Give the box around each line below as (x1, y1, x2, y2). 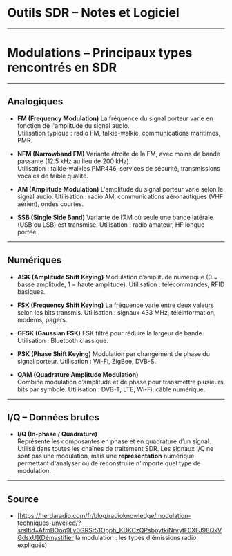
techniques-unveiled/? (17, 519, 81, 527)
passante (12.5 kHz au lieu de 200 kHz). (17, 157, 131, 165)
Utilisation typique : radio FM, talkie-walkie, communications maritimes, (17, 129, 221, 137)
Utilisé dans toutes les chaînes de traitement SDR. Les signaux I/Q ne (17, 445, 214, 453)
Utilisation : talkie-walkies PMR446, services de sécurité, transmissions (17, 164, 221, 172)
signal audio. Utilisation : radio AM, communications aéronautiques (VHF (17, 192, 224, 201)
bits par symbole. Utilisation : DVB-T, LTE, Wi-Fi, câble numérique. (17, 385, 206, 393)
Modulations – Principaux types (7, 45, 193, 61)
